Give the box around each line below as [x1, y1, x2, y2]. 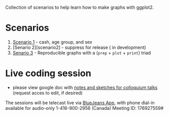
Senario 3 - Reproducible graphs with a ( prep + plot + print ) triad [12, 49, 151, 55]
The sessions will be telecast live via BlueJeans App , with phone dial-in [5, 99, 155, 106]
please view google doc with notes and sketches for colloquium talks [12, 84, 158, 91]
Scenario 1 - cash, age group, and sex [12, 39, 93, 45]
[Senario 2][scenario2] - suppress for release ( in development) [12, 44, 146, 50]
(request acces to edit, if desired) [12, 90, 83, 96]
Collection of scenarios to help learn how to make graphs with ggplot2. [5, 5, 154, 10]
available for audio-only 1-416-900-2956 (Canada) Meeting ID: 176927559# [5, 105, 164, 111]
